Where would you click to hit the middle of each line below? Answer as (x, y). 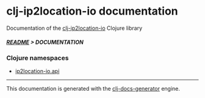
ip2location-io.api (37, 71)
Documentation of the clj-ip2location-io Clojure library (74, 28)
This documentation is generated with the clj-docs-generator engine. (93, 89)
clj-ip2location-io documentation (92, 11)
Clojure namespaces (38, 58)
